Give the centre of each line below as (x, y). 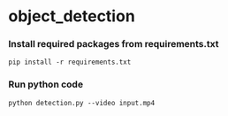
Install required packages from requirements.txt (114, 44)
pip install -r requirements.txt (70, 62)
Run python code (46, 84)
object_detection (72, 16)
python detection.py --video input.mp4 (82, 103)
